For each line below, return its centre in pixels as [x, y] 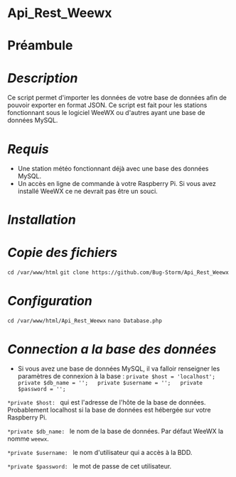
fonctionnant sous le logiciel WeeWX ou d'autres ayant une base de [106, 113]
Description [43, 78]
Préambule [40, 46]
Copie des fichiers [63, 252]
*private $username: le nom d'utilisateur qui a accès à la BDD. [100, 453]
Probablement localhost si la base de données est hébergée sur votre [109, 410]
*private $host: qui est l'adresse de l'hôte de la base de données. [107, 402]
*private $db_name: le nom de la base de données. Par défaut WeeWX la [116, 432]
